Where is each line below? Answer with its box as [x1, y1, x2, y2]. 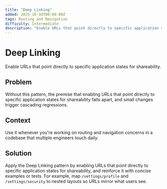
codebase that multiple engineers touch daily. [5, 135, 99, 141]
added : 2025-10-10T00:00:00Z [5, 12, 66, 17]
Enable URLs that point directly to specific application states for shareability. [5, 64, 162, 70]
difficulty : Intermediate [5, 21, 59, 26]
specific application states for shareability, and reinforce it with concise [5, 168, 152, 174]
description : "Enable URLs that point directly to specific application [5, 26, 159, 31]
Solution [5, 149, 32, 158]
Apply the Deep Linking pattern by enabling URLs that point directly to [5, 162, 149, 168]
